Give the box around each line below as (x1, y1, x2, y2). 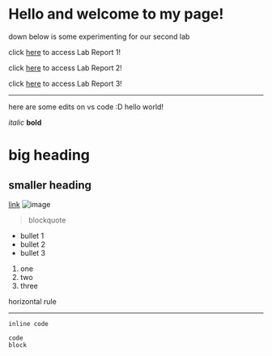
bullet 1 (19, 231, 45, 240)
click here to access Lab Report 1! (8, 47, 121, 57)
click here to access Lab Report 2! (8, 62, 123, 73)
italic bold (8, 117, 42, 127)
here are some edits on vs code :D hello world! (8, 102, 164, 112)
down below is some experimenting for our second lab (8, 32, 190, 41)
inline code (8, 320, 49, 328)
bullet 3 (19, 248, 46, 257)
